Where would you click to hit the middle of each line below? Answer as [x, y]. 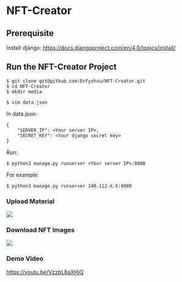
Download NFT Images [40, 230]
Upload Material [30, 201]
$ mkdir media [24, 92]
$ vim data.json [27, 102]
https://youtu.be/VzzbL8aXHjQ [45, 272]
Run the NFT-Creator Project [61, 67]
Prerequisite [30, 33]
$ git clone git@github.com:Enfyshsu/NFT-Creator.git [76, 81]
